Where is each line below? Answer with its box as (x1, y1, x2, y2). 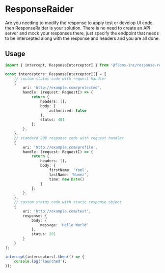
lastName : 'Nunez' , (49, 172, 89, 177)
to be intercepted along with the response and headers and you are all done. (5, 35, 160, 41)
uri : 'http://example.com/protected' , (23, 85, 102, 91)
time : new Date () (49, 177, 84, 182)
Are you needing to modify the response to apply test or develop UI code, (5, 20, 154, 26)
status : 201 (31, 232, 56, 237)
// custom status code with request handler (14, 76, 107, 81)
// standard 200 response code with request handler (14, 135, 124, 141)
